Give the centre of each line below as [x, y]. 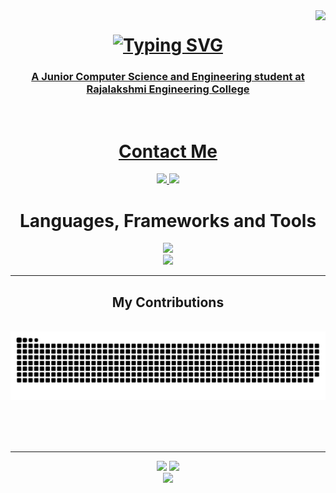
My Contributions [168, 302]
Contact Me [168, 151]
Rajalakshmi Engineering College [168, 89]
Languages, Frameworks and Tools [168, 220]
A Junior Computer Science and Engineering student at [168, 77]
